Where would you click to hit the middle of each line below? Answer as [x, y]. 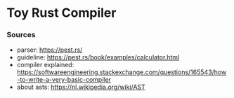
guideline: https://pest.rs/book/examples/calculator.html [98, 57]
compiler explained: [45, 65]
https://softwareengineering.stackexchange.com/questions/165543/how [122, 72]
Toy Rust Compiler [61, 13]
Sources [21, 35]
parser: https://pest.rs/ [50, 50]
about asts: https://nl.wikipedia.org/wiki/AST [81, 87]
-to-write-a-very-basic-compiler [64, 80]
